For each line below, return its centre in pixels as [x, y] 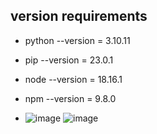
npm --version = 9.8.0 [70, 98]
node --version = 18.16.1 [73, 79]
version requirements [79, 16]
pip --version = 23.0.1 [69, 60]
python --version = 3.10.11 [77, 40]
